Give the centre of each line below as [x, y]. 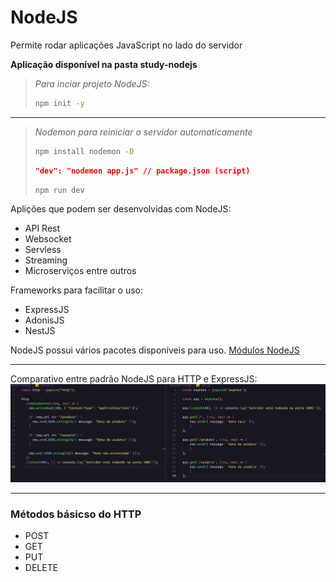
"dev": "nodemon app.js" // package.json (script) [142, 171]
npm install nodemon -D [84, 151]
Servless [43, 250]
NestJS [40, 331]
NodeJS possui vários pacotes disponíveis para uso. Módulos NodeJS [155, 350]
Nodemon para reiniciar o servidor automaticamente [143, 132]
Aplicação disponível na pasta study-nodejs [104, 64]
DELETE [41, 568]
